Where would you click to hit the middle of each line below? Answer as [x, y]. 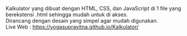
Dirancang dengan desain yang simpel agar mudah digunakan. [82, 21]
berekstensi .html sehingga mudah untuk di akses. [67, 15]
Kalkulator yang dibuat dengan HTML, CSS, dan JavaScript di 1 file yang [93, 8]
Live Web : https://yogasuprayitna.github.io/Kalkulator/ [72, 27]
